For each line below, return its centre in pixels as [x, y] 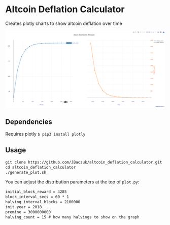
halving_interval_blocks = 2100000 [43, 202]
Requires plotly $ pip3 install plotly [45, 134]
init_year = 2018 [24, 207]
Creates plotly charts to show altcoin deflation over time [64, 23]
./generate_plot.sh [26, 173]
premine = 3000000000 [28, 212]
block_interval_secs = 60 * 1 [37, 197]
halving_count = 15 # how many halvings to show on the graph [72, 217]
